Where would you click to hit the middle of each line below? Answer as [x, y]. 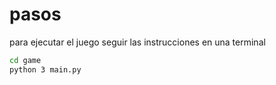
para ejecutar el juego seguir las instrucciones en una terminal [137, 42]
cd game [25, 60]
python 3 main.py [45, 69]
